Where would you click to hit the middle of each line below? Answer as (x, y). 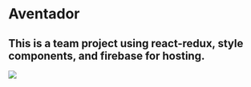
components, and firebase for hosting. (107, 55)
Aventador (44, 14)
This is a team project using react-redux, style (126, 43)
